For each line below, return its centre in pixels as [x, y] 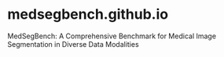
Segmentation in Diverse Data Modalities [73, 44]
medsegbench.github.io [88, 14]
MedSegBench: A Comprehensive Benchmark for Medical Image [112, 36]
